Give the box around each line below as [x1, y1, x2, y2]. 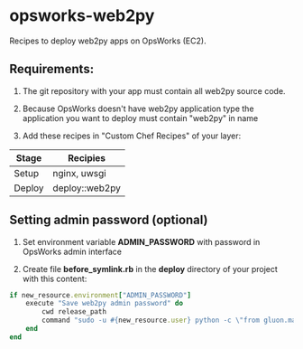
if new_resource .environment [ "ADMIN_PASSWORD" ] [9, 290, 192, 299]
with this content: [22, 273, 87, 284]
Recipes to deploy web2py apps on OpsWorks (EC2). [9, 35, 207, 46]
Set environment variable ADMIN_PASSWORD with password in [22, 236, 261, 247]
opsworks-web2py [9, 5, 155, 26]
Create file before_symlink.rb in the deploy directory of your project [22, 263, 278, 274]
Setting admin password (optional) [9, 212, 209, 228]
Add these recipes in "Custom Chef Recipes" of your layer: [22, 130, 242, 141]
